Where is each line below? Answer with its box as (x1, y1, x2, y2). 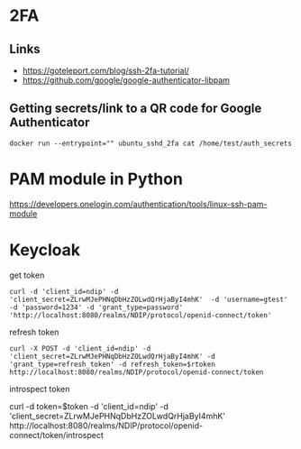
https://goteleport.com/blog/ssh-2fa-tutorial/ (22, 65, 189, 76)
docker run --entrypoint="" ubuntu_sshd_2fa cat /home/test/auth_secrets (9, 139, 293, 148)
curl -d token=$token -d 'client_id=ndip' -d (9, 400, 169, 411)
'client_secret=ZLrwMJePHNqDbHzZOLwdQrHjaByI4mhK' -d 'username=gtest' (9, 295, 288, 304)
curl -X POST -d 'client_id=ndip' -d (9, 344, 151, 353)
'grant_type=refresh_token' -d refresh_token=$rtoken (9, 360, 216, 369)
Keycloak (9, 240, 81, 260)
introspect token (9, 383, 70, 394)
